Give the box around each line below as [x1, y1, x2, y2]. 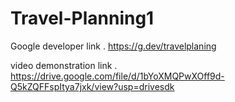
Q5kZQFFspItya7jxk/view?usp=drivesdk [10, 80, 175, 92]
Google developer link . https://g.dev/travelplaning [10, 40, 217, 52]
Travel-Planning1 [10, 7, 155, 30]
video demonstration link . [10, 59, 118, 71]
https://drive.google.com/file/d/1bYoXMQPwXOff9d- [10, 70, 225, 82]
